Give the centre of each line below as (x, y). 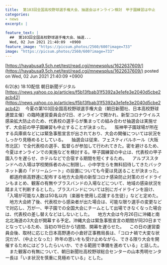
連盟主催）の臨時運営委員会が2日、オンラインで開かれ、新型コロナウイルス (83, 114)
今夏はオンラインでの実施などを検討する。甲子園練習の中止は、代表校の (79, 152)
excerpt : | (16, 24)
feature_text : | (22, 33)
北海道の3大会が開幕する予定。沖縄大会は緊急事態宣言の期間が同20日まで (85, 220)
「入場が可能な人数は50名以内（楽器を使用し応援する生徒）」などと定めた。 (83, 195)
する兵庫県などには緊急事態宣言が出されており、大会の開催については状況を (83, 133)
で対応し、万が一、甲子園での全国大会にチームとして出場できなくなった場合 (83, 208)
